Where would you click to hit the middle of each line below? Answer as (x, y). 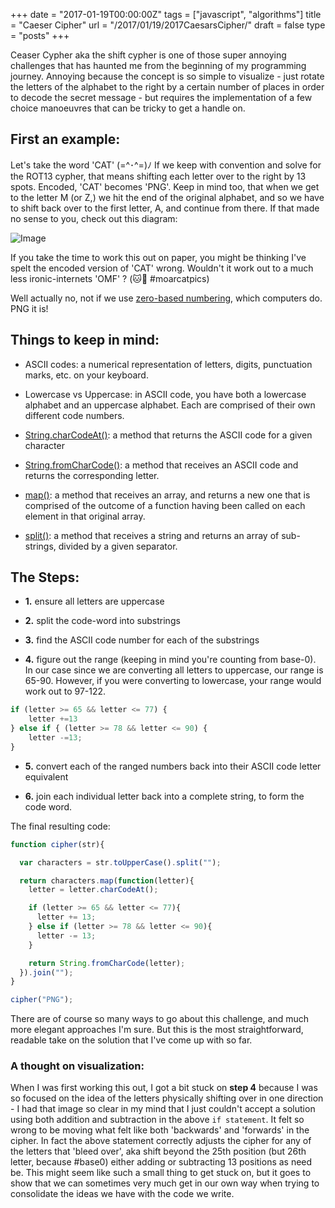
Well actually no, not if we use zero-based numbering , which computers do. (166, 298)
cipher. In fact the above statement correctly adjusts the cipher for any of (161, 1141)
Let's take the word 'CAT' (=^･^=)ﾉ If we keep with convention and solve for (166, 165)
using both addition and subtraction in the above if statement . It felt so (157, 1120)
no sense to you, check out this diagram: (94, 218)
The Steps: (45, 577)
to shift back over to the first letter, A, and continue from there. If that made (165, 208)
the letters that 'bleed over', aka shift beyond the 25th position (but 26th (158, 1151)
